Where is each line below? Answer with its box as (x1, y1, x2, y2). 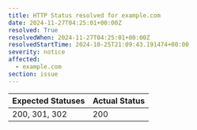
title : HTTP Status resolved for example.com (8, 11, 161, 20)
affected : (8, 56, 41, 64)
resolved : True (8, 26, 59, 34)
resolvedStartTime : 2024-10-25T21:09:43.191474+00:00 (8, 41, 190, 49)
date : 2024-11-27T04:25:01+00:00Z (8, 19, 123, 27)
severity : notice (8, 48, 66, 56)
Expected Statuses (12, 95, 85, 106)
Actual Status (92, 95, 145, 106)
